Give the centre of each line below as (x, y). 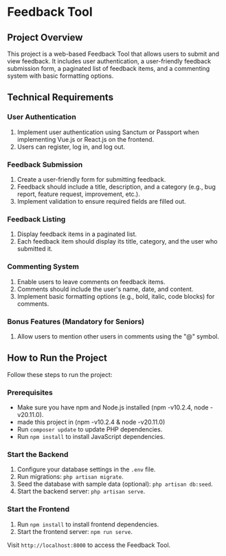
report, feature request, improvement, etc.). (79, 194)
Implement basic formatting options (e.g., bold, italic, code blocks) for (116, 296)
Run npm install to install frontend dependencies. (88, 524)
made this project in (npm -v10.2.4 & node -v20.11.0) (91, 422)
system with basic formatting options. (60, 76)
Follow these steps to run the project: (60, 374)
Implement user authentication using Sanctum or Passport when (108, 132)
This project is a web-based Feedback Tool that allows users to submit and (113, 54)
